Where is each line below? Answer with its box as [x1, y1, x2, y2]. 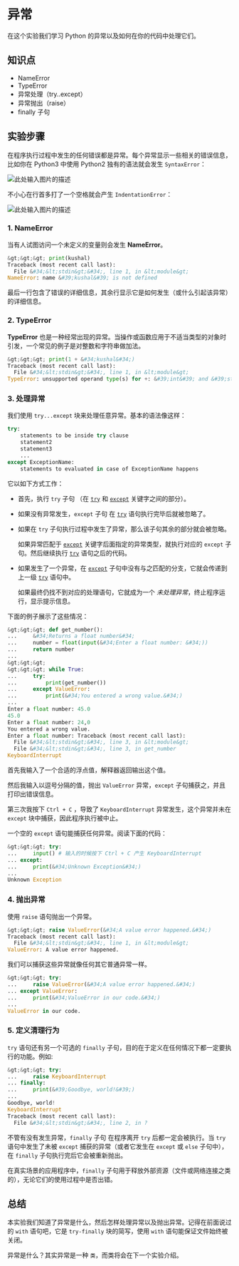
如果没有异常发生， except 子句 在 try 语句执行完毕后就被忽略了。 [17, 509, 210, 518]
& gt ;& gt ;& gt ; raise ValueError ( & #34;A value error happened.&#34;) [7, 926, 212, 934]
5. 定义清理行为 [7, 1026, 60, 1036]
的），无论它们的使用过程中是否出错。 [7, 1175, 117, 1183]
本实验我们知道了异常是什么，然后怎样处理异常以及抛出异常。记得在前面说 [7, 1218, 225, 1227]
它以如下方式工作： [7, 479, 64, 488]
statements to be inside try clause [20, 432, 129, 439]
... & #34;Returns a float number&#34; [7, 632, 135, 640]
